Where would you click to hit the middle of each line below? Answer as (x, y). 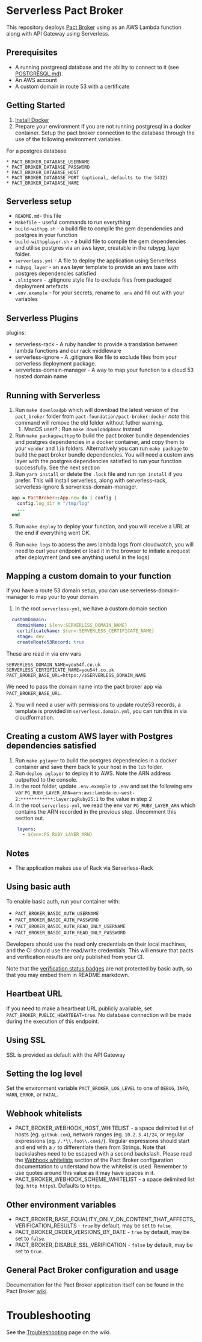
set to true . (29, 1251)
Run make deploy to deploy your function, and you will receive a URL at (102, 526)
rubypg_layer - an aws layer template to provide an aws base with (96, 267)
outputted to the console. (46, 779)
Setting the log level (44, 1073)
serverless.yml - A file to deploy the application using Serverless (96, 261)
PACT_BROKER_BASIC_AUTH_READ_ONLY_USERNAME (70, 926)
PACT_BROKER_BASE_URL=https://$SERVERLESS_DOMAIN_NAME (76, 675)
